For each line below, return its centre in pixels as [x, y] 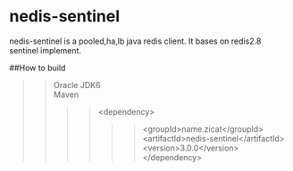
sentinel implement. [46, 50]
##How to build [38, 68]
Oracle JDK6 [77, 85]
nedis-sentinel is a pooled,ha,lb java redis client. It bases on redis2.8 [135, 41]
